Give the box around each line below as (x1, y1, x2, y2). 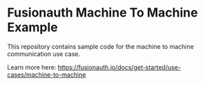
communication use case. (7, 50, 81, 58)
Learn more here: (7, 63, 57, 71)
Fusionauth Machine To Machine (7, 5, 198, 21)
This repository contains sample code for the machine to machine (7, 42, 195, 50)
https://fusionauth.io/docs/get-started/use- (57, 63, 182, 71)
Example (7, 19, 58, 35)
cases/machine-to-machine (7, 70, 86, 79)
